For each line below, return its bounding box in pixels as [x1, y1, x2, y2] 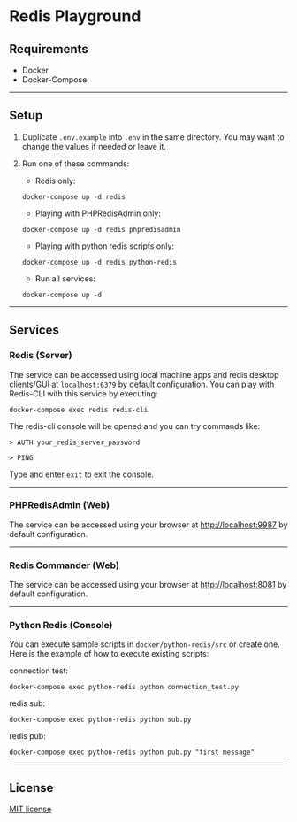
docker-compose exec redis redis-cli [9, 405, 148, 414]
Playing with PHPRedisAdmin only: [34, 208, 162, 219]
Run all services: [34, 273, 95, 284]
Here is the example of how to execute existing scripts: [9, 649, 209, 659]
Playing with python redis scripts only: [34, 241, 175, 251]
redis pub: [9, 731, 46, 741]
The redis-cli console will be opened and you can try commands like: [9, 420, 261, 431]
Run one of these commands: [21, 157, 130, 169]
